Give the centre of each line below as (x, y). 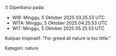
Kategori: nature (22, 48)
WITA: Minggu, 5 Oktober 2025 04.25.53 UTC (60, 23)
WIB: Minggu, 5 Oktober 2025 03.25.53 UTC (58, 18)
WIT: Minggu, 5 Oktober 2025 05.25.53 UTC (58, 28)
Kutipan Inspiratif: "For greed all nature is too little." (58, 38)
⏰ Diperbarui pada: (25, 7)
